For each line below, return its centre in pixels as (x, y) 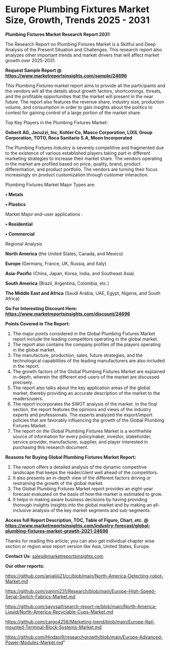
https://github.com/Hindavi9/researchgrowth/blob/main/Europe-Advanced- (84, 637)
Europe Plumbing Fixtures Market (77, 9)
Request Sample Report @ (33, 70)
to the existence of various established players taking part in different (78, 153)
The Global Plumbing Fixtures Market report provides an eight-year (83, 489)
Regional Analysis (24, 243)
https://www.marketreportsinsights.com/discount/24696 (68, 314)
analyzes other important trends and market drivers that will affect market (82, 55)
